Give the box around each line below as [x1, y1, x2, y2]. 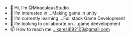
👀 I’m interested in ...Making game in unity [10, 10, 97, 16]
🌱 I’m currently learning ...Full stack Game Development [10, 15, 125, 21]
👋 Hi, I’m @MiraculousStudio [10, 5, 69, 10]
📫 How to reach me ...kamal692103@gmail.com [10, 26, 110, 32]
